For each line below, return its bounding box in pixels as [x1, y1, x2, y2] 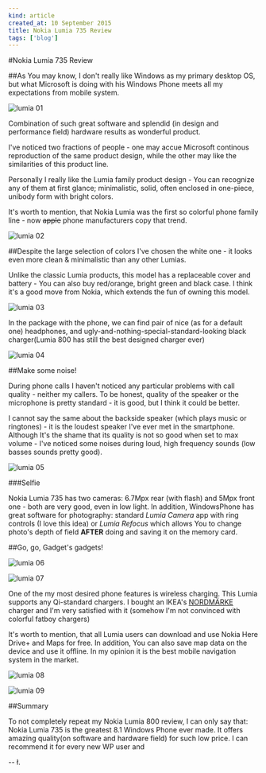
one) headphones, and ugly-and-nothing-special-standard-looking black [8, 327, 247, 336]
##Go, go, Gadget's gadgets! [8, 542, 103, 553]
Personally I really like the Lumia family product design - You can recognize [8, 175, 255, 185]
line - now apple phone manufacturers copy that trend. [8, 216, 188, 225]
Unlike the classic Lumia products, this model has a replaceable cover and [8, 270, 252, 280]
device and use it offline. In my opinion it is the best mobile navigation [8, 647, 237, 656]
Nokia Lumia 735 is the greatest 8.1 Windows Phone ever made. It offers [8, 725, 244, 735]
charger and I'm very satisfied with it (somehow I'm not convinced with [8, 606, 241, 616]
